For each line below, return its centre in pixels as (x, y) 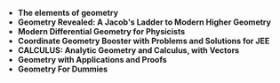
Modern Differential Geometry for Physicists (101, 31)
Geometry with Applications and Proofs (92, 60)
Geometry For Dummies (63, 69)
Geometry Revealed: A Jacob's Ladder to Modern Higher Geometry (144, 22)
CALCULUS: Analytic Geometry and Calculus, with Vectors (128, 50)
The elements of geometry (68, 13)
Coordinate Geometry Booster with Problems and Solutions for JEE (144, 41)
